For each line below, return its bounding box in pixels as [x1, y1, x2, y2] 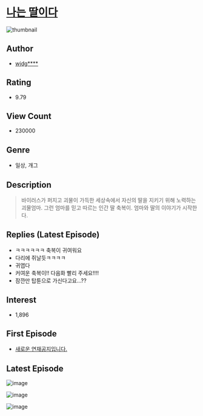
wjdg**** [15, 60, 38, 67]
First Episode [6, 329, 58, 339]
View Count [6, 111, 52, 121]
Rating [6, 77, 32, 88]
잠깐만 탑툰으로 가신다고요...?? [15, 277, 87, 284]
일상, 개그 [15, 162, 38, 169]
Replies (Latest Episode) [6, 230, 100, 240]
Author [6, 44, 33, 54]
